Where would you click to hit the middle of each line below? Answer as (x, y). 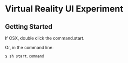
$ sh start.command (25, 56)
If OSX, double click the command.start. (45, 38)
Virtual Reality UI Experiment (64, 9)
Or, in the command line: (29, 47)
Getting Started (29, 27)
